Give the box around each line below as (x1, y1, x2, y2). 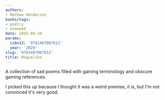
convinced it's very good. (5, 89, 59, 95)
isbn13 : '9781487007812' (10, 41, 63, 46)
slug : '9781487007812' (5, 50, 53, 55)
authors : (5, 7, 24, 13)
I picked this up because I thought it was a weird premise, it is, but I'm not (5, 84, 160, 90)
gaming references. (5, 74, 47, 80)
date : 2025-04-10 (5, 31, 42, 36)
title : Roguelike (5, 54, 42, 60)
